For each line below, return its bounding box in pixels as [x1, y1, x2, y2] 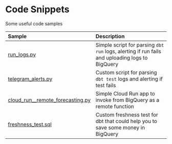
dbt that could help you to [95, 117, 158, 125]
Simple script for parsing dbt [95, 41, 164, 48]
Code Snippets [5, 4, 70, 15]
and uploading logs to [95, 54, 148, 61]
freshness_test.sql [8, 120, 52, 128]
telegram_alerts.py [8, 75, 53, 83]
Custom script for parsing [95, 69, 157, 76]
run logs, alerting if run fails [95, 48, 161, 55]
